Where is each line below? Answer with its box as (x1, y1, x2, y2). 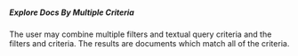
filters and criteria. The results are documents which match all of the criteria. (9, 38, 290, 48)
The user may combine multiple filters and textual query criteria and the (9, 29, 272, 39)
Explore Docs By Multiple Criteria (9, 7, 135, 17)
